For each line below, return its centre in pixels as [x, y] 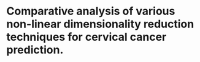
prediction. [35, 50]
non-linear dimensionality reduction [100, 24]
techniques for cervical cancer [87, 37]
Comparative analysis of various [91, 11]
